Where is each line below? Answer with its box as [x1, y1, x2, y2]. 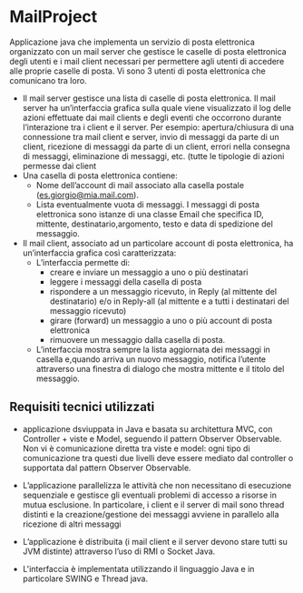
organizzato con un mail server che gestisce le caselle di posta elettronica [9, 45, 288, 56]
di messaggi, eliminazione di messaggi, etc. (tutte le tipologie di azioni [22, 150, 285, 161]
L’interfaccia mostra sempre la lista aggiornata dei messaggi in [35, 344, 270, 355]
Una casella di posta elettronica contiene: [22, 170, 179, 181]
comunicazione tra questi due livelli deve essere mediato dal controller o [22, 452, 294, 463]
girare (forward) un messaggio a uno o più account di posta [49, 315, 272, 326]
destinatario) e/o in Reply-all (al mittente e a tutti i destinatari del [49, 296, 289, 307]
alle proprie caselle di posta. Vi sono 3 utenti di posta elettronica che [9, 65, 266, 76]
